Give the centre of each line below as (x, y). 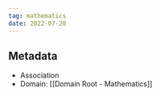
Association (39, 75)
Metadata (33, 56)
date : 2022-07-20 (37, 23)
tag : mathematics (37, 16)
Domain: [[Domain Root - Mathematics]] (86, 84)
